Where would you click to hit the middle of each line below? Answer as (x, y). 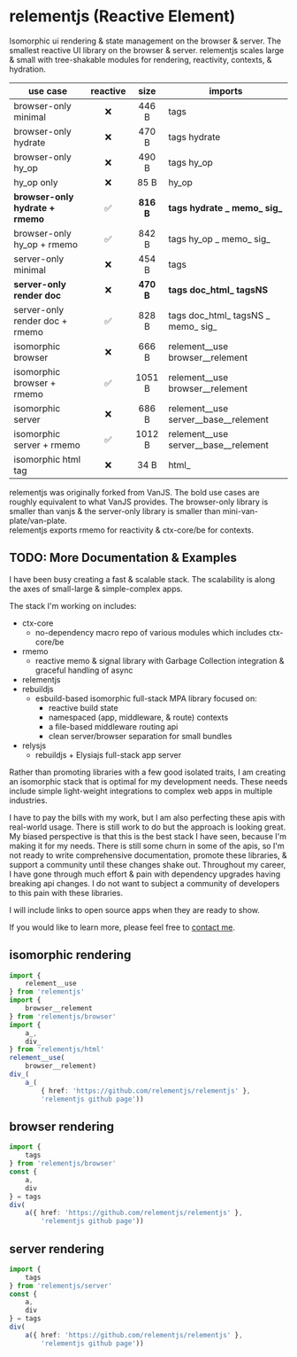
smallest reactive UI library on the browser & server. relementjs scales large (147, 50)
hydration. (28, 69)
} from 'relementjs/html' (57, 1049)
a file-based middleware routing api (113, 726)
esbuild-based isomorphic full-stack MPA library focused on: (146, 698)
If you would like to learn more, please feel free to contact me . (122, 927)
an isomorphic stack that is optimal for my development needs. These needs (148, 781)
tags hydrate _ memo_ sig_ (225, 207)
